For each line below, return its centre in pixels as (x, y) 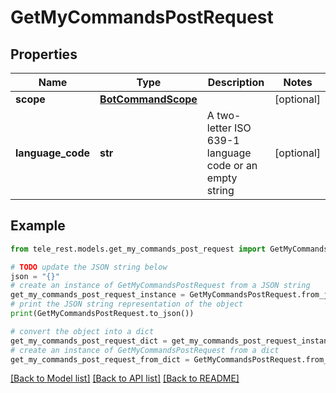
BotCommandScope (148, 99)
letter (219, 128)
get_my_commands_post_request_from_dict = (100, 359)
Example (38, 226)
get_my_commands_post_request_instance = (98, 295)
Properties (44, 54)
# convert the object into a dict (82, 331)
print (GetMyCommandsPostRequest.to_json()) (102, 314)
